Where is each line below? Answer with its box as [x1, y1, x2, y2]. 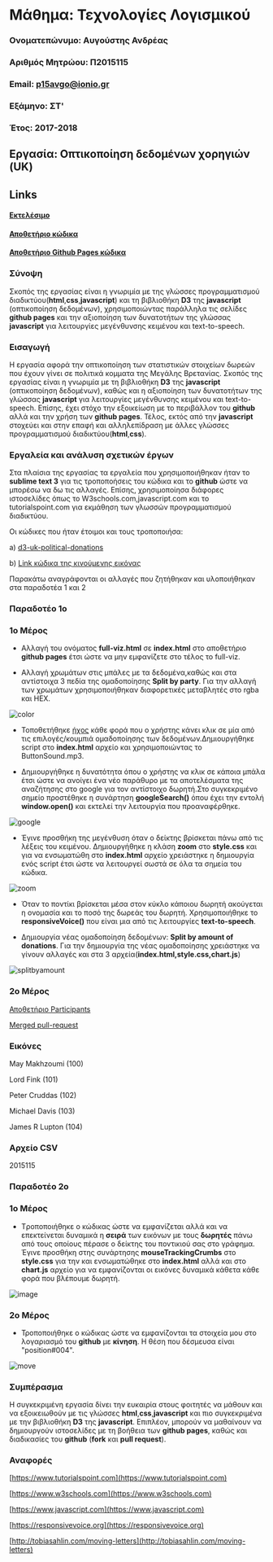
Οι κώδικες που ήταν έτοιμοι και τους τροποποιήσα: [9, 527, 184, 536]
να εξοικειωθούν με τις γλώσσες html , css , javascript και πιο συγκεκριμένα [9, 1408, 262, 1418]
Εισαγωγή [9, 341, 51, 352]
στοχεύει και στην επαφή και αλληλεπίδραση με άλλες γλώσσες [9, 420, 230, 430]
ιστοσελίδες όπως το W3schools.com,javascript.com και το [9, 494, 210, 504]
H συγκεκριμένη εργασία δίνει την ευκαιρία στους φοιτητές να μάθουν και [9, 1400, 262, 1410]
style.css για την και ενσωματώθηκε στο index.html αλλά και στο [20, 1256, 247, 1266]
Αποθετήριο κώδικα [9, 229, 79, 238]
